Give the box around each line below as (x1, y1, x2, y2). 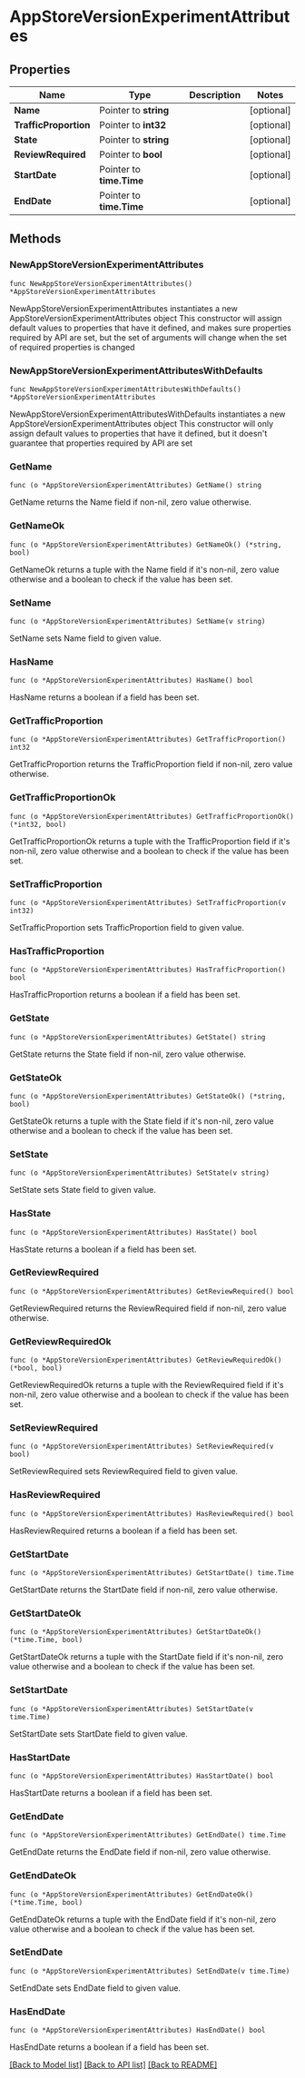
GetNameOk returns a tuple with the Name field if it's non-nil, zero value (9, 564, 280, 575)
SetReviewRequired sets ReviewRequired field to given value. (9, 1466, 239, 1477)
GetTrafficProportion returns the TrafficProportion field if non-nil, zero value (9, 759, 293, 770)
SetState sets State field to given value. (9, 1185, 156, 1196)
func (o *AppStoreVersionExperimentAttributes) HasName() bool (9, 676, 254, 685)
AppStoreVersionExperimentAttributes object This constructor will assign (9, 312, 282, 323)
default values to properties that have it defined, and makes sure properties (9, 322, 292, 333)
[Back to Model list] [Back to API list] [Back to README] (9, 2059, 218, 2071)
